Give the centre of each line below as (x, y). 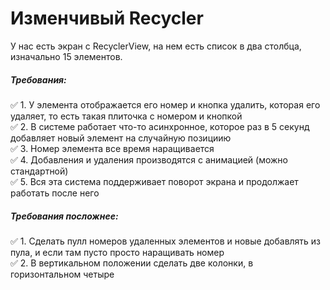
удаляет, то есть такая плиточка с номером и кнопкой (126, 116)
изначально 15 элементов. (66, 56)
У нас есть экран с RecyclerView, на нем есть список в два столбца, (156, 46)
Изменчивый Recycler (107, 18)
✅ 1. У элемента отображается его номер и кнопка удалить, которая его (165, 104)
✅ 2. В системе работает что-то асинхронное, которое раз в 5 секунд (160, 126)
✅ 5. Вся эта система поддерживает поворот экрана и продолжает (154, 181)
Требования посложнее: (64, 216)
